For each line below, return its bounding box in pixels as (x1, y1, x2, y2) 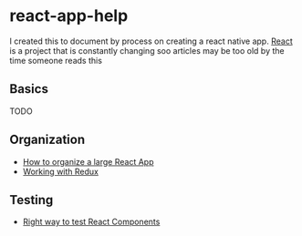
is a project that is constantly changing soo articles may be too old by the (9, 45, 285, 56)
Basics (9, 81, 48, 97)
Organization (9, 132, 85, 148)
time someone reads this (9, 55, 103, 66)
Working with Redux (22, 166, 99, 177)
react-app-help (9, 5, 129, 26)
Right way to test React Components (22, 216, 161, 228)
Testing (9, 192, 54, 208)
